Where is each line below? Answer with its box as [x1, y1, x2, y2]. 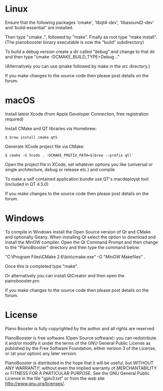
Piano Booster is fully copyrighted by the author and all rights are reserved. [5, 325, 156, 331]
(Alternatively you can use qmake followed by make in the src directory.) [5, 63, 150, 69]
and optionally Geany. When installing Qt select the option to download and [5, 234, 156, 240]
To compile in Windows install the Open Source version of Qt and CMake [5, 229, 151, 234]
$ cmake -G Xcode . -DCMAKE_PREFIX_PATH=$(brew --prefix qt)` [5, 153, 134, 158]
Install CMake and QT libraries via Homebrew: [5, 125, 97, 131]
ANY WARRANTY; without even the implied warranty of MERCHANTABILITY [5, 365, 157, 371]
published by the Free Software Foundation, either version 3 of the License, [5, 345, 157, 351]
